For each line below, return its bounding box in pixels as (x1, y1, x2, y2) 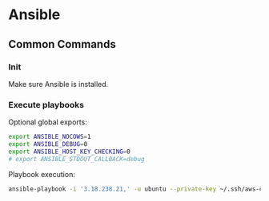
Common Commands (8, 37, 116, 51)
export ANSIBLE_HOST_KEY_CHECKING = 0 (8, 148, 130, 156)
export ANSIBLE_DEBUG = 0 (8, 140, 88, 148)
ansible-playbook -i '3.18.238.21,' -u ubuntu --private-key (8, 185, 217, 193)
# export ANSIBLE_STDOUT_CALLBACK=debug (8, 155, 146, 163)
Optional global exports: (8, 117, 88, 127)
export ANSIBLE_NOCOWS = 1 (8, 133, 91, 141)
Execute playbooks (8, 99, 84, 110)
